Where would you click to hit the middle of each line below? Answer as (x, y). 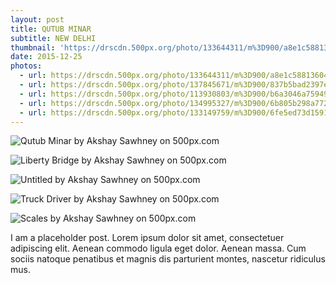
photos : (26, 66)
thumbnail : (33, 47)
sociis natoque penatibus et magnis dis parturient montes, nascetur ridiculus (168, 259)
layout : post (37, 19)
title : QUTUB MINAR (51, 29)
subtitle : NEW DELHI (53, 38)
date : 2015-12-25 (46, 57)
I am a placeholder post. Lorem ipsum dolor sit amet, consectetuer (147, 238)
